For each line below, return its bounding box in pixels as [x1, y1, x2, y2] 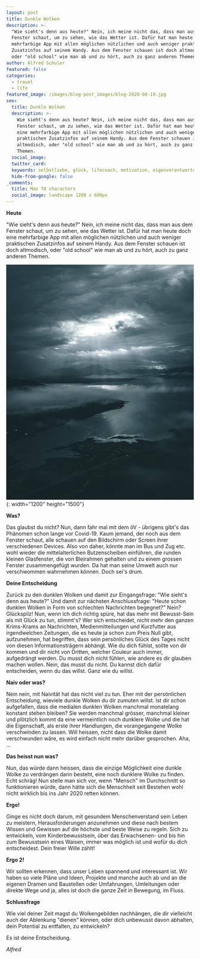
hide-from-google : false [11, 173, 73, 179]
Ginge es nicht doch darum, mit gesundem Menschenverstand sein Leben [6, 813, 187, 820]
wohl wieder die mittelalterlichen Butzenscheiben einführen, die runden [6, 549, 182, 557]
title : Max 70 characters [11, 186, 76, 192]
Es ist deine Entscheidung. [6, 935, 71, 942]
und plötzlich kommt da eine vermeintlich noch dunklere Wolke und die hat [6, 716, 189, 723]
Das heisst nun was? [6, 753, 58, 760]
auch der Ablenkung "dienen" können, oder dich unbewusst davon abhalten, [6, 917, 194, 924]
